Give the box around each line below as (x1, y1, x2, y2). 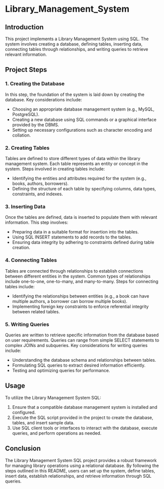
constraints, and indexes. (12, 191, 63, 197)
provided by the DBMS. (12, 121, 60, 128)
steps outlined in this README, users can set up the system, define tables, (5, 467, 155, 473)
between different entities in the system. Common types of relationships (5, 273, 151, 279)
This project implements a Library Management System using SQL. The (5, 36, 149, 42)
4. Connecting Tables (5, 257, 57, 264)
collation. (12, 132, 31, 138)
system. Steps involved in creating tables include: (5, 165, 105, 172)
